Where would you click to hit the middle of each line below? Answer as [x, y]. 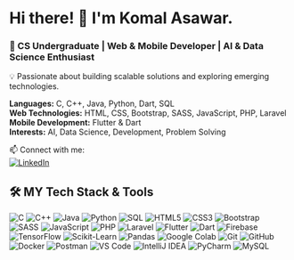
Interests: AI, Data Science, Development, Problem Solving [118, 132]
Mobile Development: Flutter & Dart [75, 123]
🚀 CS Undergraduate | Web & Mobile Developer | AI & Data [137, 46]
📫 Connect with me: [47, 150]
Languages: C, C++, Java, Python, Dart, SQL [92, 104]
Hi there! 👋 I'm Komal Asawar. [121, 18]
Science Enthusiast [52, 57]
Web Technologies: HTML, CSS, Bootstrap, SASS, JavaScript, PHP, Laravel [148, 113]
